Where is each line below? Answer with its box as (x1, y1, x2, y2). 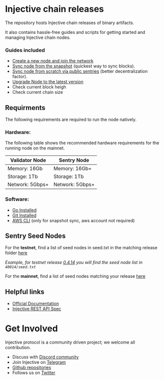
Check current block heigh (12, 84, 66, 90)
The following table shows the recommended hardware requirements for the (5, 140, 160, 146)
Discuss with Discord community (12, 354, 79, 360)
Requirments (5, 103, 46, 112)
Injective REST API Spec (12, 306, 61, 312)
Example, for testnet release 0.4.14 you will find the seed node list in (5, 260, 143, 265)
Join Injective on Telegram (12, 359, 66, 365)
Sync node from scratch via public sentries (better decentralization (12, 68, 148, 74)
